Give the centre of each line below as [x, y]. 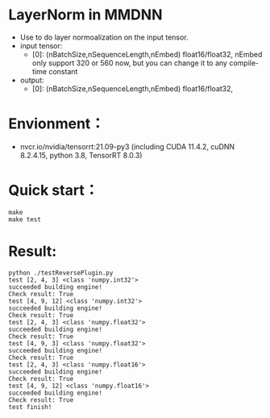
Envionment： [56, 124]
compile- [244, 63]
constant [63, 71]
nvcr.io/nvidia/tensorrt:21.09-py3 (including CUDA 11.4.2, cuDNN [127, 146]
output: [32, 80]
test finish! [30, 407]
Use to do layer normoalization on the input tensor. [104, 37]
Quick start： [54, 190]
